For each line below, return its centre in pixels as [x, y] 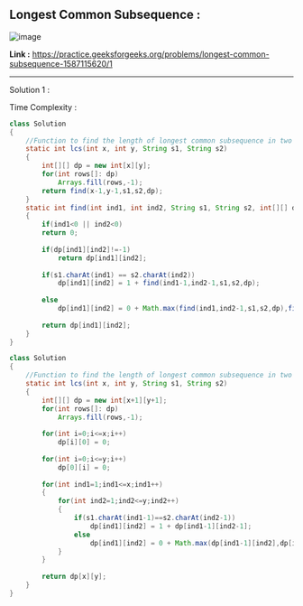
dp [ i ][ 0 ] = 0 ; [84, 443]
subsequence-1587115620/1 [61, 63]
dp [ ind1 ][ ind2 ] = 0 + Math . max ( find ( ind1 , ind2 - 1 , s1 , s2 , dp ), [173, 309]
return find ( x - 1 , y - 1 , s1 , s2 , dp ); [103, 191]
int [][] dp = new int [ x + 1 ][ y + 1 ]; [105, 400]
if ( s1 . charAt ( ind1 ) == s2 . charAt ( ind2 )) [119, 275]
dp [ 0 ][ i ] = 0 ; [84, 467]
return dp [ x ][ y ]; [74, 577]
